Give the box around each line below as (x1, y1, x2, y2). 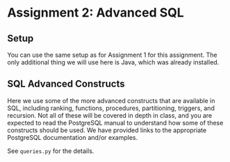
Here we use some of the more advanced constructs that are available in (7, 96, 215, 105)
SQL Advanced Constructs (7, 78, 125, 90)
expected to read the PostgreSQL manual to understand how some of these (7, 118, 224, 127)
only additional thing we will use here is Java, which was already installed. (7, 58, 220, 66)
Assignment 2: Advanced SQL (7, 5, 184, 21)
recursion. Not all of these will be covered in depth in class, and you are (7, 111, 213, 119)
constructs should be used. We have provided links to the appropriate (7, 126, 207, 134)
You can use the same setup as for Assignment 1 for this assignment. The (7, 51, 217, 59)
